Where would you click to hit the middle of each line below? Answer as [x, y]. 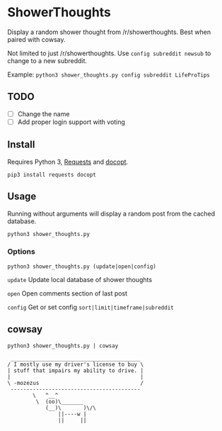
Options [21, 252]
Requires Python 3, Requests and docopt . [68, 162]
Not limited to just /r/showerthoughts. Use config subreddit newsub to [109, 53]
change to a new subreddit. [47, 60]
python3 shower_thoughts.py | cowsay [63, 346]
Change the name [43, 113]
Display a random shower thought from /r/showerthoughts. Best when [109, 32]
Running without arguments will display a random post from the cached [111, 213]
